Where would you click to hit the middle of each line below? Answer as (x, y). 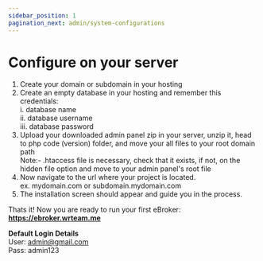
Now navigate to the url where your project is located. (108, 177)
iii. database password (56, 127)
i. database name (48, 110)
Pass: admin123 (34, 251)
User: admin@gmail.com (48, 242)
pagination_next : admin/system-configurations (87, 23)
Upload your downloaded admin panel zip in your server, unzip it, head (135, 135)
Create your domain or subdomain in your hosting (101, 84)
